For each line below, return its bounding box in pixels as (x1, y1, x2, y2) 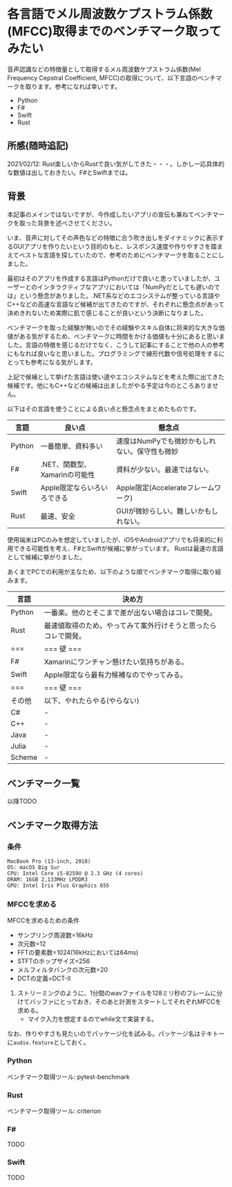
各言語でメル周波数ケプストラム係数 (7, 6, 213, 22)
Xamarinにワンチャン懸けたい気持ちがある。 (43, 657, 188, 666)
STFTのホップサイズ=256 (17, 957, 90, 965)
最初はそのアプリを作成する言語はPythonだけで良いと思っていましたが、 (7, 274, 215, 282)
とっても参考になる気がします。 (7, 357, 97, 366)
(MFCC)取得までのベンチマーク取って (7, 24, 222, 39)
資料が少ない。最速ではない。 (116, 465, 213, 474)
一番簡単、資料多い (40, 441, 104, 451)
